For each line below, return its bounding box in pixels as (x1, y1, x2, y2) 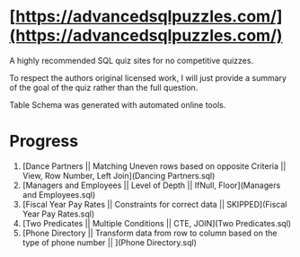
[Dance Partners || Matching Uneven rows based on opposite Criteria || (22, 160, 287, 172)
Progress (9, 131, 79, 152)
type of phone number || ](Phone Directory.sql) (22, 236, 198, 248)
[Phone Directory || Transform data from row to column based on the (22, 227, 278, 238)
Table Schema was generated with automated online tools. (9, 99, 226, 110)
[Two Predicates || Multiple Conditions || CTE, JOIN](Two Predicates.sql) (22, 217, 292, 228)
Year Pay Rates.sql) (22, 208, 95, 219)
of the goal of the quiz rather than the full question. (9, 82, 199, 93)
